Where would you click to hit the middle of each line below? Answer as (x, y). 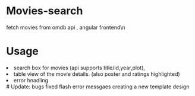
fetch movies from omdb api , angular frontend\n (66, 27)
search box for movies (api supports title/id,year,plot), (80, 68)
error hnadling (31, 80)
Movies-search (45, 11)
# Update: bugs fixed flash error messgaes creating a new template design (98, 87)
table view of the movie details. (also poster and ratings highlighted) (97, 74)
